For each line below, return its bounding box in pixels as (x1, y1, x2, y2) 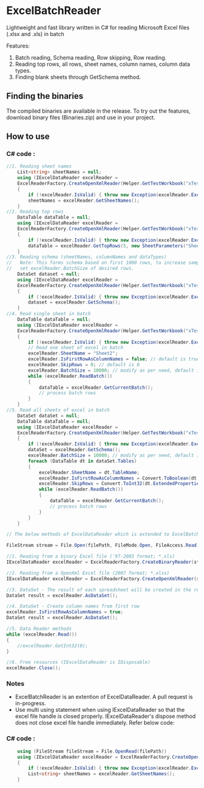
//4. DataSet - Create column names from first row (6, 603, 140, 609)
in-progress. (15, 700, 47, 707)
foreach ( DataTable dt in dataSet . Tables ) (28, 458, 137, 464)
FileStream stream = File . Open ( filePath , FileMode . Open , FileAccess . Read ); (6, 542, 202, 548)
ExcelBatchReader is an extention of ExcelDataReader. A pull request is (15, 693, 193, 701)
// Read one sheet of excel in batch (28, 345, 123, 351)
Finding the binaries (6, 91, 84, 101)
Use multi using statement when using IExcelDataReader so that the (15, 706, 185, 714)
